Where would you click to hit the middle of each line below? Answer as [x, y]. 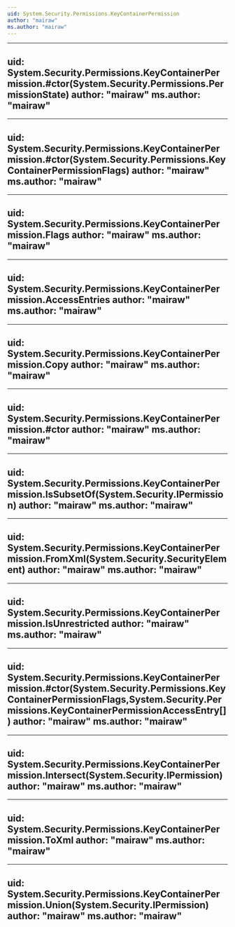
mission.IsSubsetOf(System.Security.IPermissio [115, 494]
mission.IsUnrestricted [58, 624]
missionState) [38, 94]
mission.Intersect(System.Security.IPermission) [115, 775]
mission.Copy [38, 365]
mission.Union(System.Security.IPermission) [108, 905]
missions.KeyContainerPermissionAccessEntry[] [117, 711]
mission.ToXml [41, 840]
